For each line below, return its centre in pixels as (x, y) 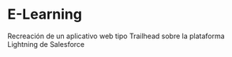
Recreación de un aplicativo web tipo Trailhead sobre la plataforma (116, 36)
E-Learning (45, 14)
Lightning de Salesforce (46, 44)
